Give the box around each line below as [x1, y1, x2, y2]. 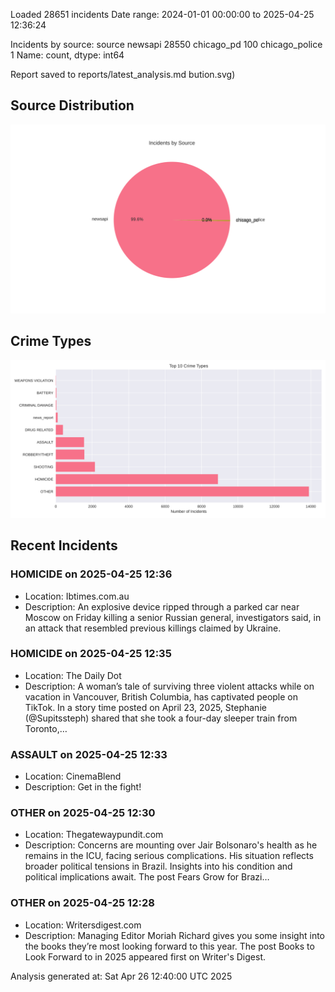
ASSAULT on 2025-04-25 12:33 [10, 747, 168, 761]
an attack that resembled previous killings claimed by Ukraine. [24, 622, 282, 634]
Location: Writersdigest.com [24, 919, 142, 931]
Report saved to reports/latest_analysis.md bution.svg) [10, 69, 236, 80]
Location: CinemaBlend [24, 770, 122, 783]
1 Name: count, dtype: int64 [10, 49, 125, 61]
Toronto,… [24, 722, 68, 734]
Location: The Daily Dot [24, 669, 122, 681]
